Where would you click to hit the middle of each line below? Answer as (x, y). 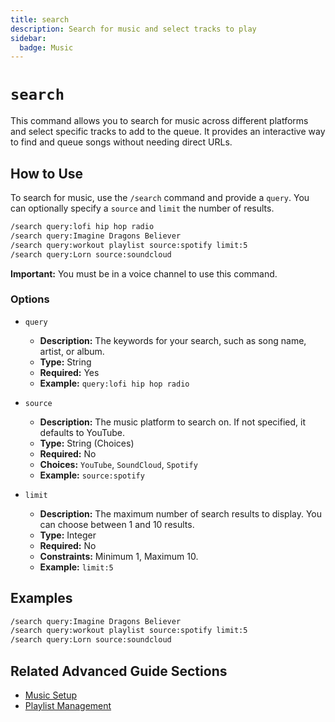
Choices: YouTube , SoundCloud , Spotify (118, 464)
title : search (40, 19)
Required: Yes (69, 372)
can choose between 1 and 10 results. (117, 524)
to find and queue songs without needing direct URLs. (121, 142)
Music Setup (51, 695)
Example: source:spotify (92, 475)
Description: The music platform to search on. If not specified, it (172, 422)
